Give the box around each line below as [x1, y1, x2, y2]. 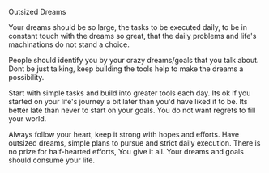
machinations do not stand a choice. [8, 40, 130, 49]
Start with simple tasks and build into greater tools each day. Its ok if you [8, 88, 251, 98]
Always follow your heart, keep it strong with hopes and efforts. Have [8, 129, 240, 139]
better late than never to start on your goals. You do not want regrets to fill [8, 105, 256, 115]
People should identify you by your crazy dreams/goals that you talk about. [8, 56, 259, 65]
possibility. [8, 73, 45, 82]
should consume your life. [8, 155, 96, 165]
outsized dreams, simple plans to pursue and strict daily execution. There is [8, 138, 261, 148]
